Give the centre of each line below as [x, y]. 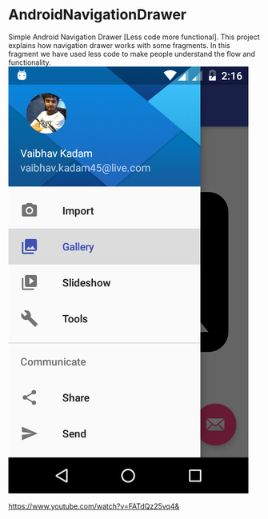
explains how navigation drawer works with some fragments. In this [119, 45]
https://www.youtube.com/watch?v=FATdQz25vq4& [94, 506]
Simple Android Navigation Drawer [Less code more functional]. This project [134, 37]
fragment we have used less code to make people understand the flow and [132, 54]
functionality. [30, 62]
